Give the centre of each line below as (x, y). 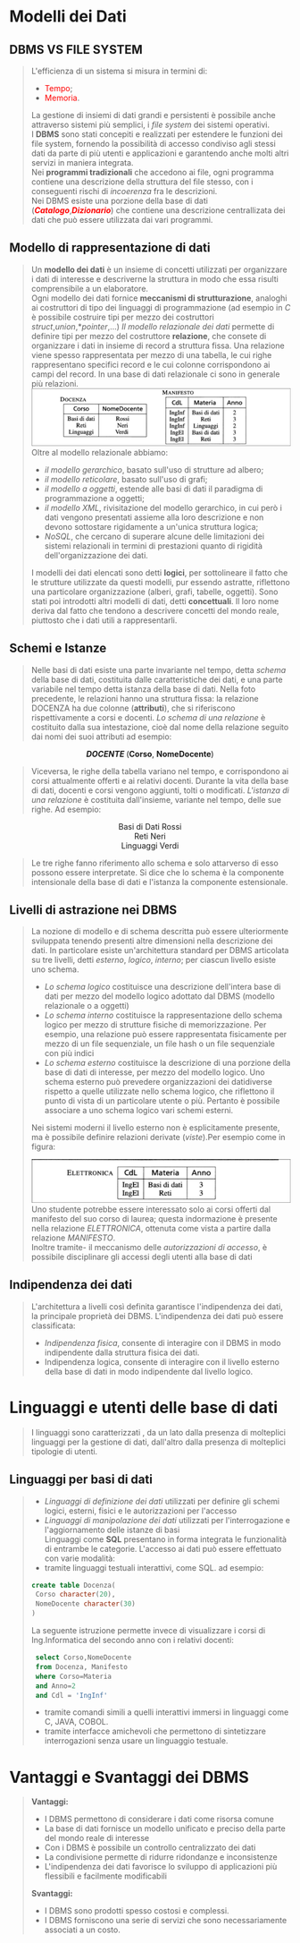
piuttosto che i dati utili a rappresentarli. (104, 620)
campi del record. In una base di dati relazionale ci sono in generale (155, 374)
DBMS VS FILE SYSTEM (76, 50)
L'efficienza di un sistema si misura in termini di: (119, 71)
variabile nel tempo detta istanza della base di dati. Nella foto (143, 689)
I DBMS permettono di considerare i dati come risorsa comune (159, 1819)
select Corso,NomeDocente (83, 1658)
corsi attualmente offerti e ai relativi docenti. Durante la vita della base (160, 780)
